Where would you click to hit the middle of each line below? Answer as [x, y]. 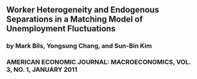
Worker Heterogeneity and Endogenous [83, 10]
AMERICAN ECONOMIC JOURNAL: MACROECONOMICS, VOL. [99, 62]
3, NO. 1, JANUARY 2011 [42, 70]
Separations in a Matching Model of [75, 20]
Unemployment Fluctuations [61, 29]
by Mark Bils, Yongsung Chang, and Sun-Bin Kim [79, 46]
